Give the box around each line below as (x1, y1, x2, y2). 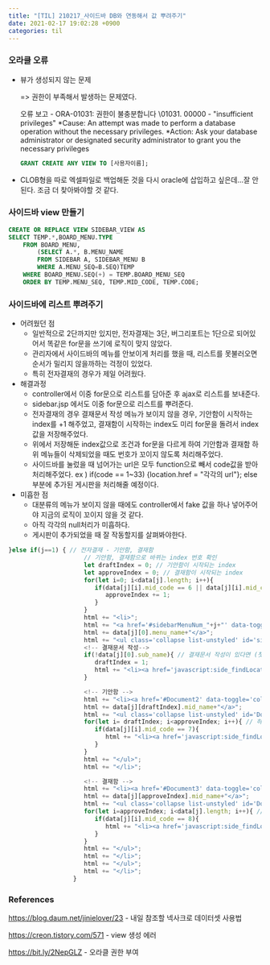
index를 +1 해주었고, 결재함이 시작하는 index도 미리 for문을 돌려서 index (31, 420, 260, 429)
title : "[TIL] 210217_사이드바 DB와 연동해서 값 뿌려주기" (8, 11, 186, 20)
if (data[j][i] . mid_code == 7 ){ (94, 726, 199, 734)
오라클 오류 (8, 55, 49, 66)
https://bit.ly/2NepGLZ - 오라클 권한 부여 (8, 947, 139, 957)
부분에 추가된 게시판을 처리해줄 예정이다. (31, 480, 159, 490)
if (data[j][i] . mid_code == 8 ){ (94, 814, 199, 822)
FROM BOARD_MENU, (22, 241, 81, 249)
